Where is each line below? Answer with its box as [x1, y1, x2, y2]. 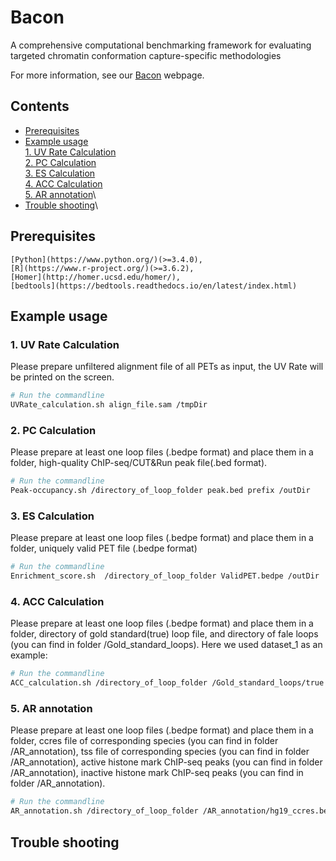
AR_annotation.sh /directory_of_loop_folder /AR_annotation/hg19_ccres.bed [10, 806, 333, 816]
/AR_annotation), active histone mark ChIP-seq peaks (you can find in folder [10, 756, 323, 768]
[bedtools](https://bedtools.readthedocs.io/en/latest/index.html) [10, 281, 298, 291]
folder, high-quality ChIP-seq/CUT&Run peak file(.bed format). [10, 457, 268, 469]
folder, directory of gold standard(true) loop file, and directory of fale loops [10, 628, 319, 640]
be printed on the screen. [10, 371, 115, 383]
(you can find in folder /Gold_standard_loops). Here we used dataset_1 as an [10, 639, 323, 651]
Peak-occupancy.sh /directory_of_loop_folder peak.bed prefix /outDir [10, 486, 311, 496]
